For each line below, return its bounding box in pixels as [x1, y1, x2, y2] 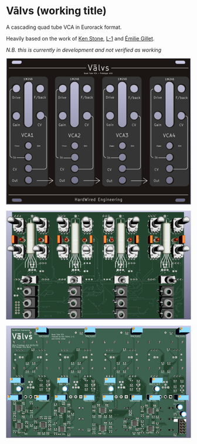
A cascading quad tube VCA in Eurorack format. [6, 24, 122, 31]
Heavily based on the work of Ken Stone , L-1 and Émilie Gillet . [6, 35, 155, 42]
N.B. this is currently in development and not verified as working [6, 46, 162, 54]
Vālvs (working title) [6, 4, 107, 18]
